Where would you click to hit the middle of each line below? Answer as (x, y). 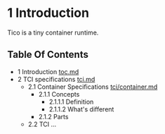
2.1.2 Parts (53, 116)
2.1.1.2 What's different (81, 109)
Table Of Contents (48, 55)
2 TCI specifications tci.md (56, 79)
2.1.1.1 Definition (71, 102)
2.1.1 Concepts (59, 94)
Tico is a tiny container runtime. (53, 32)
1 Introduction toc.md (48, 71)
